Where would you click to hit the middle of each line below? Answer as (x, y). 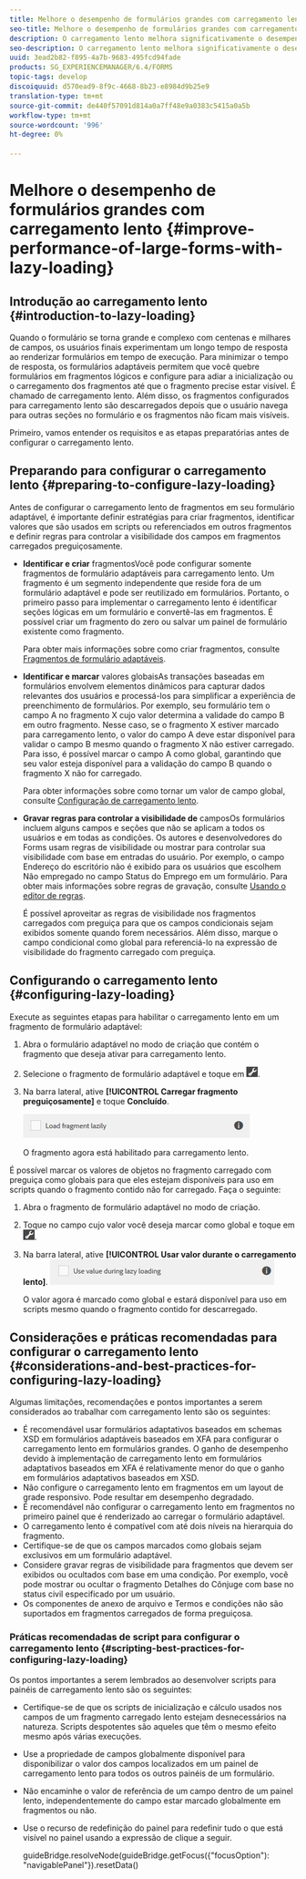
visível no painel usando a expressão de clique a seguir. (127, 1837)
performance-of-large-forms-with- (146, 248)
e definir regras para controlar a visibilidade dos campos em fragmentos (145, 536)
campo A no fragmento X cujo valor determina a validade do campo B (153, 714)
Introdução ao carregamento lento (108, 301)
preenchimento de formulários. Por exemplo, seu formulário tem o (146, 705)
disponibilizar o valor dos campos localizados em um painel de (140, 1763)
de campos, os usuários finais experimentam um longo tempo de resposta (149, 347)
